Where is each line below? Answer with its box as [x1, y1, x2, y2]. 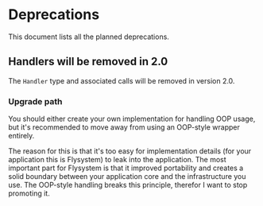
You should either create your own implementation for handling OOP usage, [8, 114, 256, 124]
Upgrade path [8, 95, 63, 107]
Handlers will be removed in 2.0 [8, 55, 168, 68]
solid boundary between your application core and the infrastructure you [8, 172, 246, 181]
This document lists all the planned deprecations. [8, 32, 169, 41]
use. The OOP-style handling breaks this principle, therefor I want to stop [8, 181, 248, 190]
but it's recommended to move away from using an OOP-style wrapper [8, 122, 241, 132]
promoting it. [8, 189, 50, 198]
